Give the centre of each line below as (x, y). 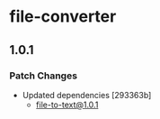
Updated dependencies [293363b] (87, 95)
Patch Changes (44, 76)
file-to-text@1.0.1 (67, 105)
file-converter (63, 17)
